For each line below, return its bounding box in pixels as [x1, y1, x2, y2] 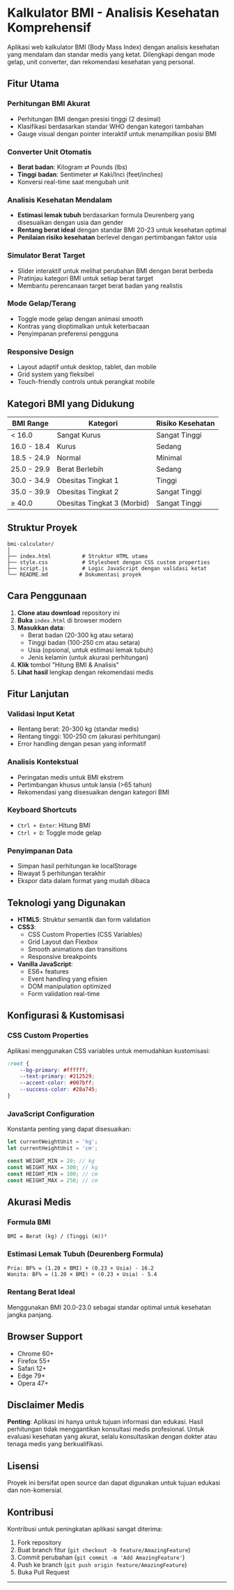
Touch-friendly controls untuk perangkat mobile [17, 378, 155, 386]
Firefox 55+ [17, 1356, 51, 1365]
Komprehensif [7, 20, 92, 36]
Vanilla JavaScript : [17, 960, 73, 968]
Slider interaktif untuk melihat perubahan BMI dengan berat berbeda [17, 267, 214, 275]
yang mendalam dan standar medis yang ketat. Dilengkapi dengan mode [7, 50, 215, 59]
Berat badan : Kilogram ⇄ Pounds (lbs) [17, 163, 127, 171]
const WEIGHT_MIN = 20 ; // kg [7, 1157, 95, 1164]
